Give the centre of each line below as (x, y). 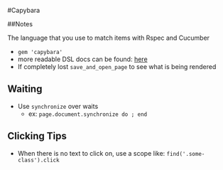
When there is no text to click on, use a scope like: (91, 153)
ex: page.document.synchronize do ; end (88, 114)
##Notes (20, 24)
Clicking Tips (37, 136)
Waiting (25, 89)
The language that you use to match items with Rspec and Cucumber (109, 38)
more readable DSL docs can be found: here (82, 59)
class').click (38, 160)
